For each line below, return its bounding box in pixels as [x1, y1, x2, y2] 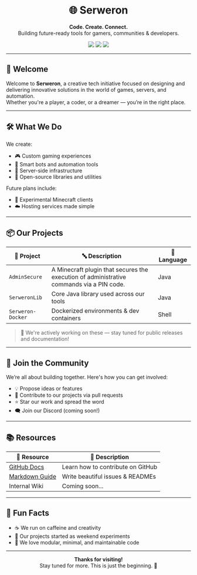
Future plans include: [6, 185, 57, 192]
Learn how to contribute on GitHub [62, 463, 158, 471]
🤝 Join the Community [6, 358, 89, 368]
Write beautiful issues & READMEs [62, 473, 157, 480]
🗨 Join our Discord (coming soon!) [14, 407, 100, 414]
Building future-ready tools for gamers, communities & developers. [18, 29, 179, 36]
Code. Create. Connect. [69, 23, 128, 30]
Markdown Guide [9, 473, 57, 480]
